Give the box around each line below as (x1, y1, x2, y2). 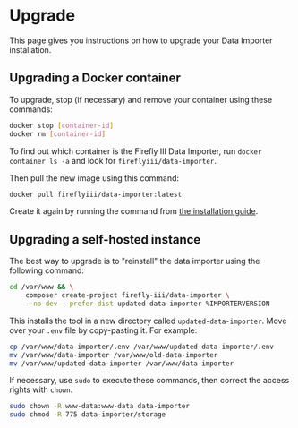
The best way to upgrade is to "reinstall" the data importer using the (9, 256, 260, 267)
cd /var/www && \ (9, 283, 74, 292)
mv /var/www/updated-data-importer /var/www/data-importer (9, 359, 234, 368)
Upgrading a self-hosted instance (9, 232, 201, 247)
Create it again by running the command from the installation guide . (9, 206, 259, 217)
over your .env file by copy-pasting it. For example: (9, 324, 198, 336)
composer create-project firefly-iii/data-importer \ (25, 291, 230, 300)
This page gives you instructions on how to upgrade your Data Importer (9, 35, 273, 46)
